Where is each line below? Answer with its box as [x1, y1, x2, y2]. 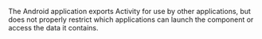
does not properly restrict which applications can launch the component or [8, 15, 254, 24]
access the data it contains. [8, 23, 99, 32]
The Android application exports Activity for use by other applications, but [8, 7, 251, 16]
